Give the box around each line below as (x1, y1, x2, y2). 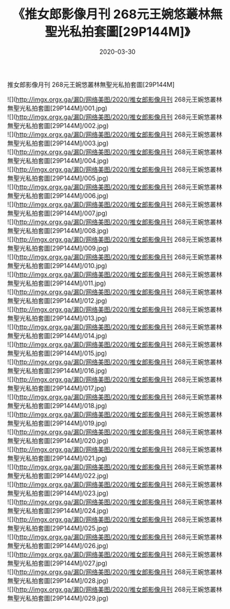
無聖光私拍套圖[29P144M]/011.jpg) (7, 279, 106, 287)
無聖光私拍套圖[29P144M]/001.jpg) (7, 104, 108, 112)
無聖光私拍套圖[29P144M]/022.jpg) (7, 471, 109, 479)
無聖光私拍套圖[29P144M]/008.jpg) (7, 226, 109, 234)
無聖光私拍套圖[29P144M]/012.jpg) (7, 296, 108, 304)
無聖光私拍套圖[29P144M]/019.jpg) (7, 419, 108, 427)
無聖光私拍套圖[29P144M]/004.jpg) (7, 156, 109, 164)
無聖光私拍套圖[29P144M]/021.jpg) (7, 454, 108, 462)
